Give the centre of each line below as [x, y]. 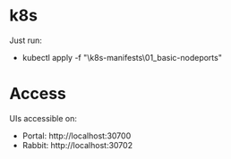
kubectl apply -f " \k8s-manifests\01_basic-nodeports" [122, 57]
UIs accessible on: [43, 118]
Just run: [26, 40]
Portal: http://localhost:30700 [77, 136]
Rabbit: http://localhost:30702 [77, 145]
